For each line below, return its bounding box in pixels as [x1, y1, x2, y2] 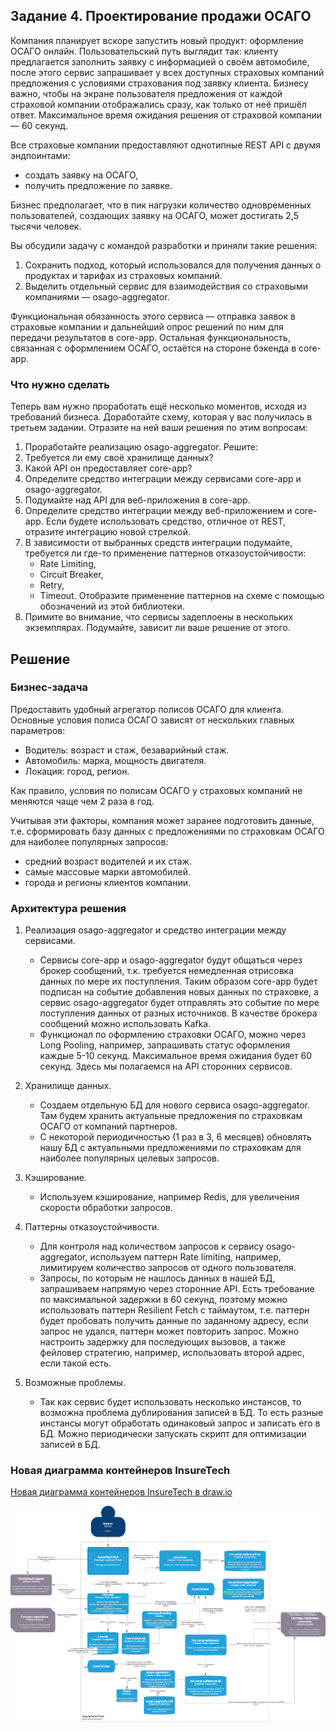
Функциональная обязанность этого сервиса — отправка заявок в [10, 310, 296, 322]
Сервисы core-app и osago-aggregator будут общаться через [39, 954, 303, 966]
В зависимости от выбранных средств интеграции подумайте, [24, 537, 293, 549]
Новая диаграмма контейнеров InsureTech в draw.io [10, 1486, 233, 1498]
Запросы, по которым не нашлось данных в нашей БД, [39, 1272, 276, 1284]
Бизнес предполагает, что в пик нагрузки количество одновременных [10, 199, 312, 211]
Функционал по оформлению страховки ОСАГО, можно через [39, 1029, 307, 1041]
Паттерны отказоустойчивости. [24, 1221, 160, 1233]
